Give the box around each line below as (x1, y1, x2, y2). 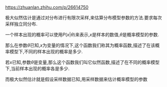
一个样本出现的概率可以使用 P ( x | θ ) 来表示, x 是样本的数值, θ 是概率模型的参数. (5, 32, 159, 37)
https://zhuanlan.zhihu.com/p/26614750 (5, 5, 89, 10)
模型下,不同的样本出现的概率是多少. (9, 49, 83, 54)
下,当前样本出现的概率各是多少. (5, 65, 70, 71)
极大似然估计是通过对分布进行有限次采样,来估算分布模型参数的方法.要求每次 (5, 15, 162, 21)
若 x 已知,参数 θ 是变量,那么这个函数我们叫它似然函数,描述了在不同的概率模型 (5, 59, 160, 65)
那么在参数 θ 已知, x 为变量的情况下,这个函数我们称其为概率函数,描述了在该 (5, 42, 155, 48)
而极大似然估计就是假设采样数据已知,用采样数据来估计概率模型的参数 (5, 76, 148, 82)
